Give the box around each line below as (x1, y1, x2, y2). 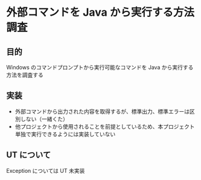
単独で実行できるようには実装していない (14, 130, 116, 138)
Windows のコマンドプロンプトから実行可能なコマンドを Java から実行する (6, 64, 194, 71)
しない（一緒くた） (20, 115, 68, 123)
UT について (6, 150, 51, 160)
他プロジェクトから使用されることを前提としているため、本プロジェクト (14, 123, 195, 130)
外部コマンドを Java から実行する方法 (6, 5, 195, 19)
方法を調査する (6, 71, 43, 79)
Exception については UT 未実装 (6, 167, 85, 174)
